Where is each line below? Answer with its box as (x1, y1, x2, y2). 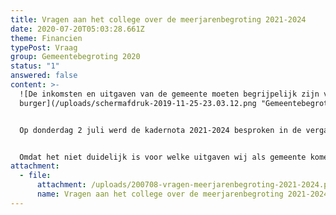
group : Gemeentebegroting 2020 (10, 52, 141, 62)
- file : (19, 171, 52, 181)
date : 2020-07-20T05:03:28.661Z (10, 24, 145, 34)
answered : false (10, 71, 78, 81)
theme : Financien (10, 33, 83, 43)
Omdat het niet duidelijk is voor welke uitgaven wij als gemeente (19, 152, 307, 162)
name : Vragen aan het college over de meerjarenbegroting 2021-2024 (36, 189, 329, 199)
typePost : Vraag (10, 42, 78, 53)
